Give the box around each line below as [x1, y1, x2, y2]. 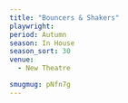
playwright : [9, 22, 54, 31]
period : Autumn [9, 30, 67, 39]
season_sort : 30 [9, 47, 71, 56]
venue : [9, 55, 34, 64]
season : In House [9, 38, 75, 48]
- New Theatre [17, 64, 71, 73]
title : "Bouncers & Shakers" [9, 13, 120, 23]
